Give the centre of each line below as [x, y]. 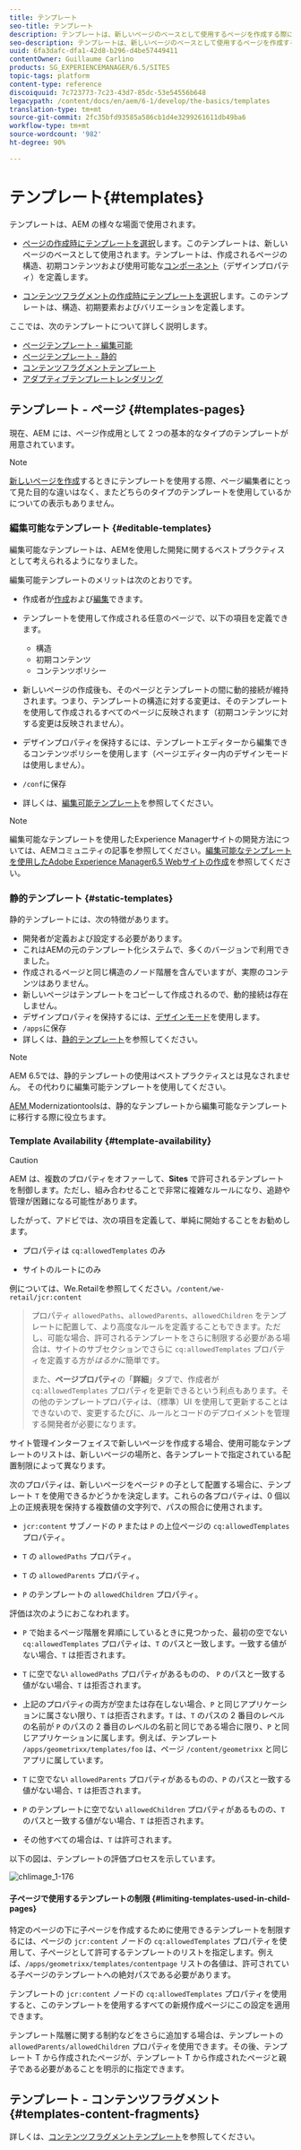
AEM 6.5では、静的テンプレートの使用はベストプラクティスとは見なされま [146, 1075]
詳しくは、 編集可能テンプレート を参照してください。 [120, 802]
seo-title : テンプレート [52, 26]
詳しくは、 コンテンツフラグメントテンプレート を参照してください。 [134, 2137]
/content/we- [200, 1290]
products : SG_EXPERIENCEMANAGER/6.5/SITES [90, 68]
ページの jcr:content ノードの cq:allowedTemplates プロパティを [159, 1940]
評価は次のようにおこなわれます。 [72, 1613]
